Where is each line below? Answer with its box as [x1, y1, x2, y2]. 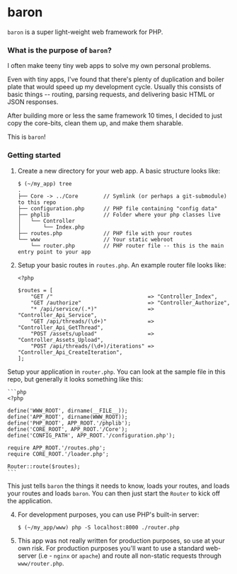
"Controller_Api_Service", [17, 311, 98, 318]
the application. [7, 496, 53, 505]
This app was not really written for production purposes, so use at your [17, 536, 225, 545]
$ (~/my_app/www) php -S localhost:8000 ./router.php [17, 524, 180, 531]
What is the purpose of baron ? [7, 45, 112, 55]
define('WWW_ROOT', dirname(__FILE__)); [7, 407, 129, 414]
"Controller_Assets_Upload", [17, 336, 104, 343]
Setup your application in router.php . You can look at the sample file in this [7, 367, 226, 376]
